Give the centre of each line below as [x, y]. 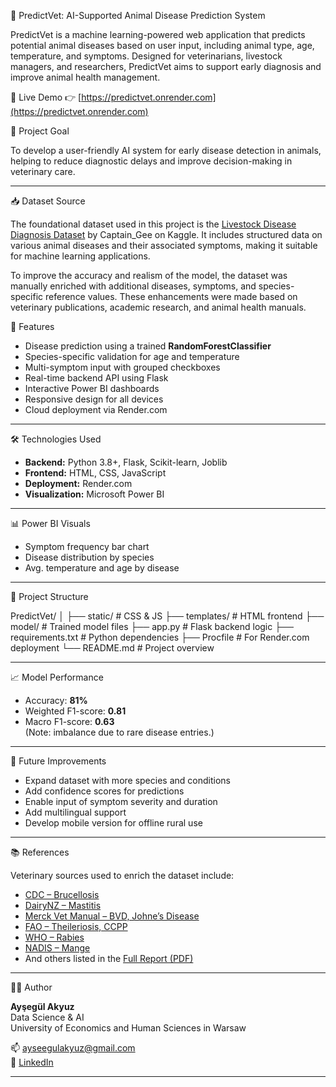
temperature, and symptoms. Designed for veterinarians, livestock [146, 56]
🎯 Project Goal [40, 131]
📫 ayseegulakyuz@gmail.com [73, 1048]
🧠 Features [32, 326]
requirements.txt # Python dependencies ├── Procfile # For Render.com [160, 637]
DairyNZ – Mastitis [63, 905]
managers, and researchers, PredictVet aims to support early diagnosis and [166, 66]
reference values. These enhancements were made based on [171, 296]
